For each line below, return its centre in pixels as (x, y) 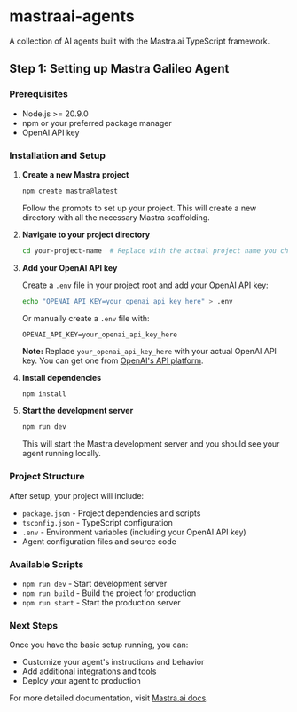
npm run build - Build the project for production (109, 593)
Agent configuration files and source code (99, 541)
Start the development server (78, 411)
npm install (44, 394)
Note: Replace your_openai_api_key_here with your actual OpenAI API (149, 351)
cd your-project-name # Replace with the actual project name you (149, 250)
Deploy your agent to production (82, 681)
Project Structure (47, 477)
